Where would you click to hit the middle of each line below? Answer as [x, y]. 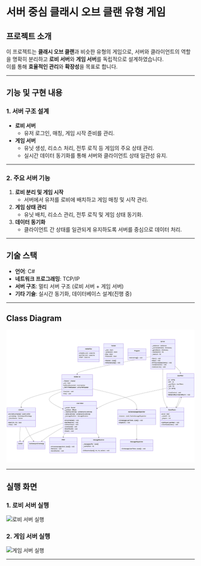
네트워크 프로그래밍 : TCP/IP [47, 279]
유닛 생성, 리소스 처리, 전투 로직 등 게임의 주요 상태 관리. [89, 148]
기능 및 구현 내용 [34, 93]
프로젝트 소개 [29, 36]
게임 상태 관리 [31, 207]
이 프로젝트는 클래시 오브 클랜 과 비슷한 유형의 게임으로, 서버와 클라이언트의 [93, 52]
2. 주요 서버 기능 [28, 178]
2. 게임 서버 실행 [28, 537]
